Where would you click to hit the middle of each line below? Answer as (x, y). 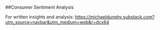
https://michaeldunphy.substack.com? (115, 17)
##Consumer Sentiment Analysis (39, 7)
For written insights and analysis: (40, 17)
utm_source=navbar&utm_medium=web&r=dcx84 (57, 22)
